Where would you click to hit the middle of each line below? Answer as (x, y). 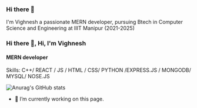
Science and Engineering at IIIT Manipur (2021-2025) (71, 28)
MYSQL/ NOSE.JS (28, 76)
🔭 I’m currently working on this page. (59, 99)
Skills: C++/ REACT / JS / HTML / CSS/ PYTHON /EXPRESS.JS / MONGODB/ (98, 70)
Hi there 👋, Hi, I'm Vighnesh (46, 43)
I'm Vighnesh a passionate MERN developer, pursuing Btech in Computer (95, 22)
